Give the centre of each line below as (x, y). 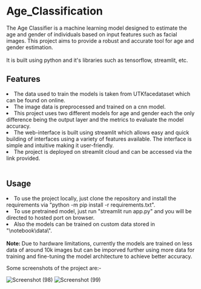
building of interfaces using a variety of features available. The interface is (99, 139)
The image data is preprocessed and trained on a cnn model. (90, 107)
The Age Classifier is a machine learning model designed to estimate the (97, 28)
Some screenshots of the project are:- (54, 268)
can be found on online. (36, 100)
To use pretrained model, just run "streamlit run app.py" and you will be (103, 211)
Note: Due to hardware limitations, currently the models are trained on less (99, 243)
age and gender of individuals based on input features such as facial (92, 34)
